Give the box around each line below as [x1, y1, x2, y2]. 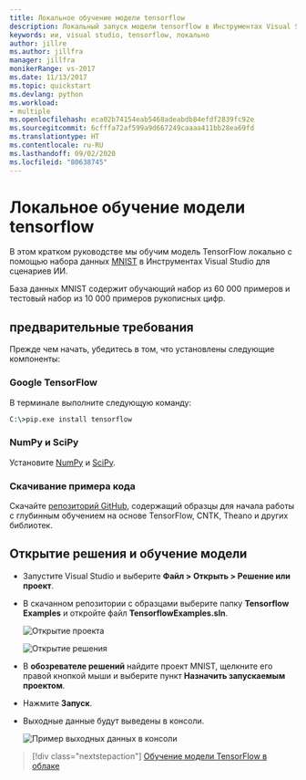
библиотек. [9, 520, 53, 531]
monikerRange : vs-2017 [9, 65, 96, 74]
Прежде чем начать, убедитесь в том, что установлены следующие [9, 344, 275, 355]
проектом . [22, 680, 66, 691]
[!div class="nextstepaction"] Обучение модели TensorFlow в [31, 750, 268, 762]
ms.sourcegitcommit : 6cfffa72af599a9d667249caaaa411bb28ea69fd [9, 124, 255, 133]
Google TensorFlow [9, 376, 98, 389]
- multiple [9, 107, 51, 116]
